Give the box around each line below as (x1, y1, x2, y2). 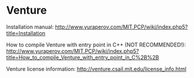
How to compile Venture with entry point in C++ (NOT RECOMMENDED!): (6, 41, 186, 48)
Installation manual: (6, 23, 54, 30)
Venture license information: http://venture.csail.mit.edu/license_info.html (6, 65, 187, 72)
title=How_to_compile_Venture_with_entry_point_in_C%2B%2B (6, 54, 159, 61)
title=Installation (6, 29, 46, 36)
